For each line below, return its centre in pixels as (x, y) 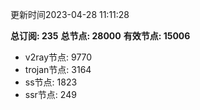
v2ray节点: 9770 (58, 57)
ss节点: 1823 (51, 82)
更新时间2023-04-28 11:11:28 (70, 14)
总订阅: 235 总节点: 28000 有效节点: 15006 (100, 36)
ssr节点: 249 (50, 94)
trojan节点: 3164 (58, 69)
